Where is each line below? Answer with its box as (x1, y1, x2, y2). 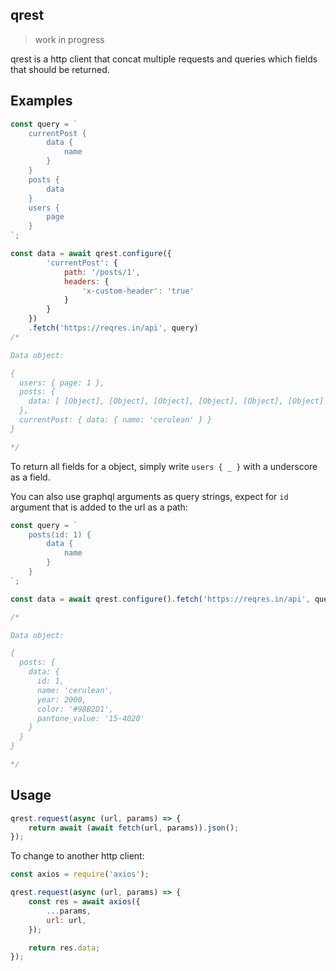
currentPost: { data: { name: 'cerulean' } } (19, 415, 213, 425)
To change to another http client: (10, 850, 145, 862)
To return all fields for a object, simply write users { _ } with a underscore (10, 460, 318, 472)
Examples (10, 93, 73, 110)
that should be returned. (10, 63, 110, 75)
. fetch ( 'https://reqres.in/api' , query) (28, 323, 199, 333)
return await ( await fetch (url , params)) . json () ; (28, 823, 240, 833)
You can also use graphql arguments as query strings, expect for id (10, 490, 289, 502)
